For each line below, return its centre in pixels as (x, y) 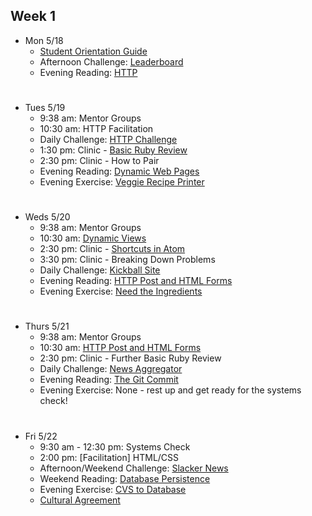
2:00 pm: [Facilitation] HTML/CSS (109, 457)
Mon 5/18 (44, 40)
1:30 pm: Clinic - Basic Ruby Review (113, 150)
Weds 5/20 (47, 217)
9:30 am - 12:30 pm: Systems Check (115, 446)
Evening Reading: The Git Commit (109, 380)
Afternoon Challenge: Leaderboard (111, 61)
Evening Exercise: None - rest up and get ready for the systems (170, 390)
